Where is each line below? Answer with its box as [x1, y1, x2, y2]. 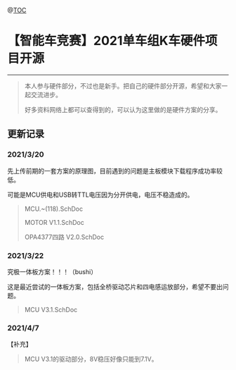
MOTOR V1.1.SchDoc [24, 218, 84, 226]
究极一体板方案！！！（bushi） [7, 267, 97, 276]
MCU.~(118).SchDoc [24, 204, 83, 213]
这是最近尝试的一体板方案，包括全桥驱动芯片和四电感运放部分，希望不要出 [7, 282, 223, 291]
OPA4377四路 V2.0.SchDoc [24, 233, 104, 241]
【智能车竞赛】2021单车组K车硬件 [7, 33, 206, 49]
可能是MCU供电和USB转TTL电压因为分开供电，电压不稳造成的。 [7, 190, 194, 199]
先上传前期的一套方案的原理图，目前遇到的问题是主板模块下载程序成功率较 [7, 166, 223, 175]
